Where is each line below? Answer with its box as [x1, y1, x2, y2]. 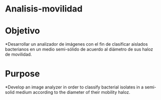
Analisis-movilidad [5, 3, 83, 14]
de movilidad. [5, 51, 32, 57]
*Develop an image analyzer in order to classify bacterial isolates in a [5, 84, 144, 90]
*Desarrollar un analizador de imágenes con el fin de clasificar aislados [5, 41, 148, 47]
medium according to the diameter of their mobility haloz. [16, 89, 130, 95]
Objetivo [5, 25, 40, 37]
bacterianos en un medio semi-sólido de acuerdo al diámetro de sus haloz [5, 47, 153, 52]
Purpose [5, 68, 40, 79]
